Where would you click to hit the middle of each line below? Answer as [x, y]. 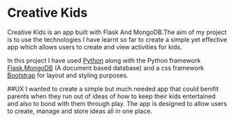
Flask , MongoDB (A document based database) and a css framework [106, 68]
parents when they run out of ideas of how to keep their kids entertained [111, 96]
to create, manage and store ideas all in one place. [80, 111]
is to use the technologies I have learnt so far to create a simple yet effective [117, 39]
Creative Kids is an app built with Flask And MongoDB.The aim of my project [117, 32]
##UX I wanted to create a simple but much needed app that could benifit [113, 89]
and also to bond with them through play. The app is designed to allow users [117, 103]
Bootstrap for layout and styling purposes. [68, 75]
